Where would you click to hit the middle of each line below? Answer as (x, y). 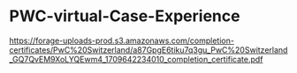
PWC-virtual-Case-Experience (125, 16)
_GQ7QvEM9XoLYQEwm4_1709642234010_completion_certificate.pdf (136, 59)
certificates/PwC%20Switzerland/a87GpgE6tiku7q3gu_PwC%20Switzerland (148, 49)
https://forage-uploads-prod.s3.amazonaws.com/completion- (122, 40)
